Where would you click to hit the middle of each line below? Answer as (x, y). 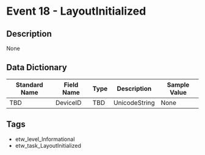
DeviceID (68, 103)
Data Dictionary (37, 67)
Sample (178, 85)
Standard (30, 85)
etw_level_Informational (45, 139)
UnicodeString (134, 103)
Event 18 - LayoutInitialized (76, 11)
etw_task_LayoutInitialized (48, 145)
